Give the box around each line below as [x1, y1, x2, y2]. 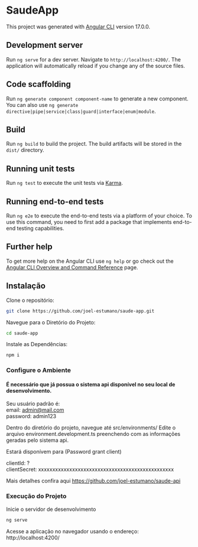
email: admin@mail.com [6, 406, 64, 413]
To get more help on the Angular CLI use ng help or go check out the [6, 258, 174, 265]
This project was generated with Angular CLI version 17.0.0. [6, 23, 151, 30]
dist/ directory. [6, 146, 44, 154]
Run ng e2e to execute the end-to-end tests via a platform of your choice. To [6, 212, 193, 219]
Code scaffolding [6, 79, 71, 89]
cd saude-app [6, 330, 38, 336]
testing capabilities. [17, 225, 64, 232]
